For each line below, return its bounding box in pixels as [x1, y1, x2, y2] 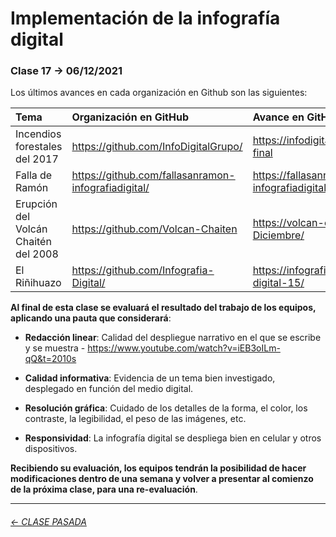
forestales [15, 140, 63, 154]
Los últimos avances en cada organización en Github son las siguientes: [10, 87, 308, 99]
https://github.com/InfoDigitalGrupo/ [71, 140, 243, 154]
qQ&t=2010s [24, 353, 77, 365]
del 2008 [15, 247, 59, 261]
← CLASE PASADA [10, 516, 87, 528]
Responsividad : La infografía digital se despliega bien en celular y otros [24, 432, 322, 444]
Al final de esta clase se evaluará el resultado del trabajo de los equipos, [10, 302, 317, 314]
